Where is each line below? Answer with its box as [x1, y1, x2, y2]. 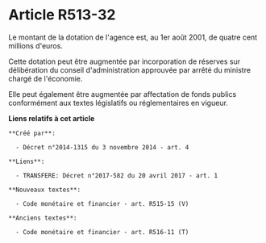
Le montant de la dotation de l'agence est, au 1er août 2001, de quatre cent [8, 32, 258, 42]
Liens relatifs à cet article [8, 113, 95, 123]
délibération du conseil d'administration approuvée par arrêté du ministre [8, 65, 251, 74]
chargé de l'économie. [8, 73, 83, 83]
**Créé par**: [8, 129, 56, 137]
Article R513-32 [8, 6, 116, 24]
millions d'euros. [8, 40, 63, 50]
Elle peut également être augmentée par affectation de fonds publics [8, 89, 237, 98]
